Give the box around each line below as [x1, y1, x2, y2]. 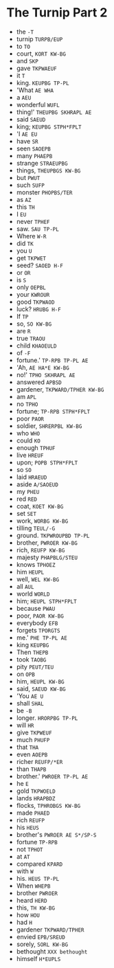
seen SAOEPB [16, 144, 51, 153]
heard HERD [16, 896, 47, 904]
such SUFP [16, 181, 45, 189]
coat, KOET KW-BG [16, 502, 64, 510]
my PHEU [16, 487, 40, 495]
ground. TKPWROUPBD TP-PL [16, 531, 90, 539]
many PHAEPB [16, 151, 53, 159]
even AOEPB [16, 750, 48, 758]
